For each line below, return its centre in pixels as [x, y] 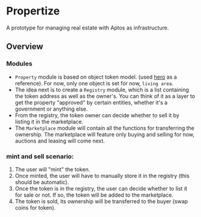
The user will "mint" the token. [52, 169]
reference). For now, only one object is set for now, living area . [94, 83]
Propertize [33, 11]
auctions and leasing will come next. [60, 141]
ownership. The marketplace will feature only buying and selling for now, [105, 134]
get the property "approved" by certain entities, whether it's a [91, 102]
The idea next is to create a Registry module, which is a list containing [102, 90]
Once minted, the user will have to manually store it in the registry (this [102, 176]
